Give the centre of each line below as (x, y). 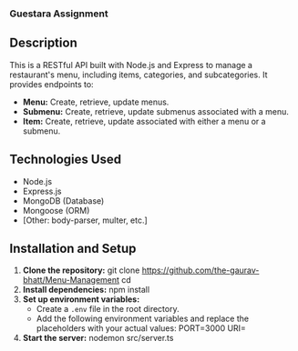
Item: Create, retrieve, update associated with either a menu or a (144, 121)
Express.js (42, 191)
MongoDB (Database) (63, 201)
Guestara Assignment (59, 14)
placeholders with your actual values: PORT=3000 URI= (141, 328)
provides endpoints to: (51, 84)
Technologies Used (65, 160)
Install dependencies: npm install (86, 290)
